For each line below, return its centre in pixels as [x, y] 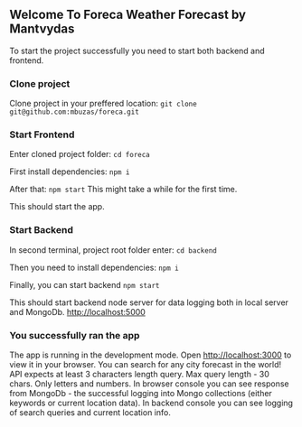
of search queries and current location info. [90, 413]
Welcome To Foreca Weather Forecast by [128, 15]
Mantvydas [42, 29]
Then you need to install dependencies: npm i [94, 267]
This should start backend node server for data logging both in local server [149, 302]
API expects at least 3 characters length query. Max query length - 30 [139, 374]
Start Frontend [42, 135]
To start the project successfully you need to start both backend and [137, 51]
